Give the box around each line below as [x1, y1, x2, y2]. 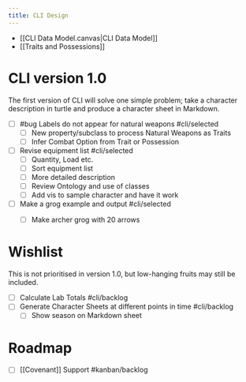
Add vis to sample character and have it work [31, 190, 179, 200]
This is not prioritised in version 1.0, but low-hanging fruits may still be [8, 269, 236, 279]
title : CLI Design [8, 11, 69, 20]
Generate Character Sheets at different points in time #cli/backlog [19, 301, 234, 312]
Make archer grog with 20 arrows [31, 215, 140, 225]
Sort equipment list [31, 163, 93, 173]
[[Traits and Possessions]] [19, 41, 105, 51]
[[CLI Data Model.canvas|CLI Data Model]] [19, 33, 158, 43]
